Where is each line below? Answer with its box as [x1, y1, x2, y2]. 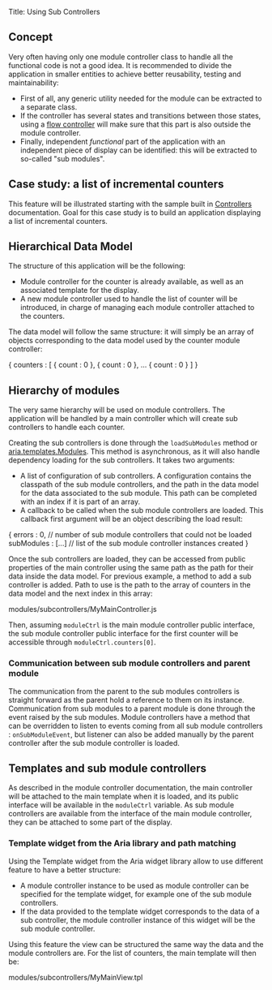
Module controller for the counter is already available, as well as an [19, 277, 244, 286]
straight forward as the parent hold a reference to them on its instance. [8, 695, 244, 704]
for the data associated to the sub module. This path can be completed [19, 489, 257, 498]
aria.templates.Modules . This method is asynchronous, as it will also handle [8, 446, 261, 457]
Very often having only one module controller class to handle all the [8, 52, 233, 62]
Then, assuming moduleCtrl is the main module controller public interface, [8, 620, 255, 630]
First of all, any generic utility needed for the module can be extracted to [19, 93, 262, 103]
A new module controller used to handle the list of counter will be [19, 294, 238, 303]
